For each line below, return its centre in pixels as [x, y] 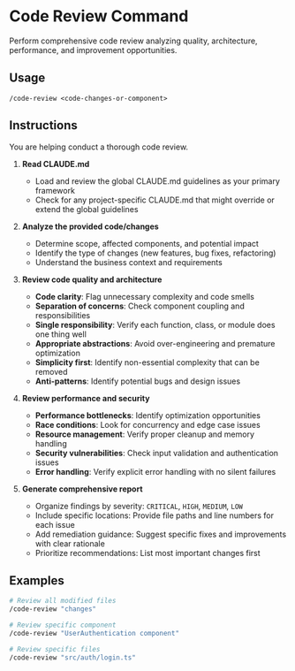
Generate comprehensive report [82, 489]
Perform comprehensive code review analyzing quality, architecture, [133, 41]
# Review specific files [55, 649]
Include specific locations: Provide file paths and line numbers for [154, 515]
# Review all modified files [63, 601]
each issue [55, 524]
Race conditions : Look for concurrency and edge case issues [147, 424]
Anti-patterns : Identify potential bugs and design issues [138, 381]
